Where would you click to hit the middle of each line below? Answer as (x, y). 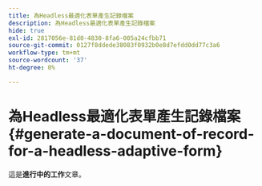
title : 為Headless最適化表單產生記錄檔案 (71, 16)
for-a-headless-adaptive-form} (115, 150)
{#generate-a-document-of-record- (131, 134)
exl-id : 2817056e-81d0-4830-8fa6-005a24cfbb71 (87, 38)
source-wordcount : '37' (48, 61)
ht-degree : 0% (32, 68)
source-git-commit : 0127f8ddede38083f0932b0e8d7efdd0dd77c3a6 (114, 46)
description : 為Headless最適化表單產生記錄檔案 (82, 23)
